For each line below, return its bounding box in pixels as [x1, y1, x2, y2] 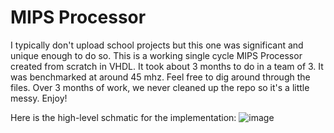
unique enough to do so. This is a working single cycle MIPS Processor [10, 49, 303, 61]
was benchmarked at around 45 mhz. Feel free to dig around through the [10, 71, 311, 83]
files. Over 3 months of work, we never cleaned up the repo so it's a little [10, 81, 310, 93]
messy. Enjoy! [10, 92, 68, 104]
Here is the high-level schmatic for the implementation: [10, 111, 237, 123]
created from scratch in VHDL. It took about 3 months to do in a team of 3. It [10, 60, 324, 72]
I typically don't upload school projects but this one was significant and [10, 39, 304, 51]
